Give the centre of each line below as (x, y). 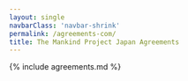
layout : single (37, 17)
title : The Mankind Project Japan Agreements (94, 42)
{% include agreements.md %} (65, 67)
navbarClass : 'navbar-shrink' (65, 26)
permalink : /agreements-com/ (63, 33)
